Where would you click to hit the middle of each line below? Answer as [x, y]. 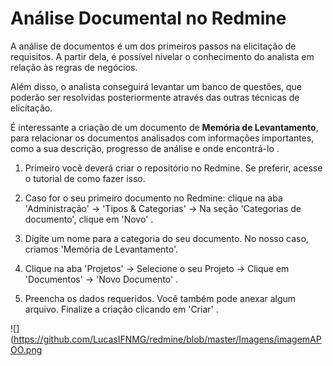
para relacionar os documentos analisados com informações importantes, [162, 138]
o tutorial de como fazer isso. [85, 178]
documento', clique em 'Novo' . [89, 219]
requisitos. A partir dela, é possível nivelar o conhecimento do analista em [162, 56]
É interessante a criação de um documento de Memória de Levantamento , [164, 127]
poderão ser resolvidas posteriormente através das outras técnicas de [155, 97]
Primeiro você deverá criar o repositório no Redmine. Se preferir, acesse [173, 168]
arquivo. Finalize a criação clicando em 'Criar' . [121, 309]
